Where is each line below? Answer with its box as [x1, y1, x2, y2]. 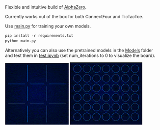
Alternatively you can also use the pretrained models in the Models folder [5, 47, 154, 53]
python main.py [5, 38, 36, 43]
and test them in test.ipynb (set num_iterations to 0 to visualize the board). [5, 52, 156, 58]
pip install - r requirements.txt [5, 33, 74, 38]
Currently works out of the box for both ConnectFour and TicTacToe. [5, 14, 144, 19]
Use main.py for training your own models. [5, 23, 91, 29]
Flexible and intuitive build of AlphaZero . [5, 4, 87, 10]
